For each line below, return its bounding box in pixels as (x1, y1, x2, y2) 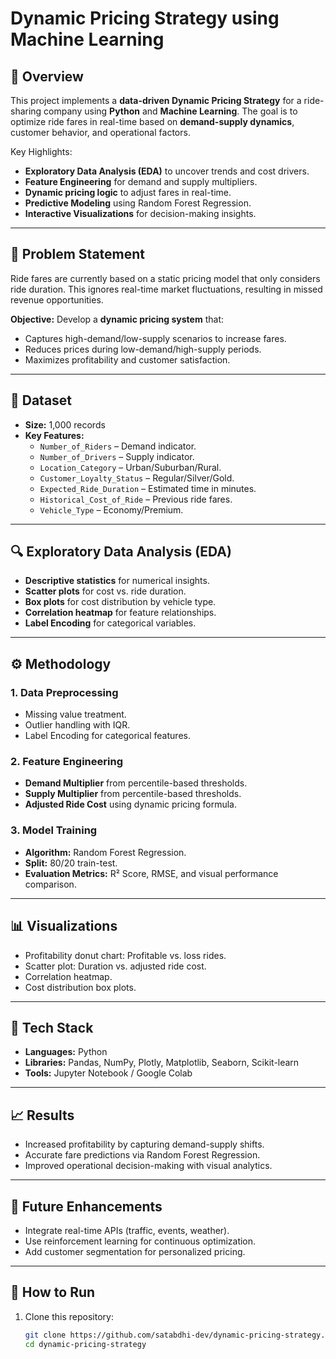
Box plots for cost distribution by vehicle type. (24, 596, 217, 608)
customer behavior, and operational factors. (10, 127, 191, 138)
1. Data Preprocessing (10, 685, 119, 699)
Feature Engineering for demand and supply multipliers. (24, 176, 258, 187)
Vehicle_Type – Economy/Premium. (39, 503, 184, 516)
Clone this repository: (24, 1310, 114, 1322)
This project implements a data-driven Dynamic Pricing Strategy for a (10, 95, 302, 106)
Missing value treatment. (24, 708, 127, 721)
